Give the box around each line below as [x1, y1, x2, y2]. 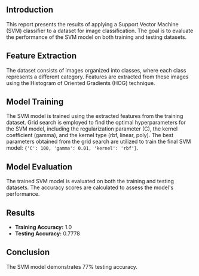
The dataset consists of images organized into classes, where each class [6, 66, 186, 74]
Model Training [6, 97, 64, 107]
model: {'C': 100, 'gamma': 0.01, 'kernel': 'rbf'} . [6, 144, 139, 151]
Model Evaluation [6, 162, 73, 172]
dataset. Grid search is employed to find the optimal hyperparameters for [6, 119, 186, 126]
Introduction [6, 5, 54, 15]
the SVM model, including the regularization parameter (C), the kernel [6, 125, 178, 132]
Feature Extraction [6, 51, 76, 61]
